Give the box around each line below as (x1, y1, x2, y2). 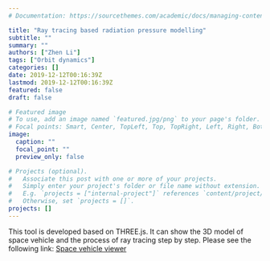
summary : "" (8, 41, 48, 49)
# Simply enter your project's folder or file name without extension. (8, 182, 261, 190)
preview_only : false (15, 153, 84, 161)
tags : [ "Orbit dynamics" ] (8, 56, 95, 64)
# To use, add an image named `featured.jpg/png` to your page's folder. (8, 116, 261, 124)
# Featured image (8, 108, 67, 116)
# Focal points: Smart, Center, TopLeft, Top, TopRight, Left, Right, (8, 123, 250, 131)
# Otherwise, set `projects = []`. (8, 198, 135, 206)
